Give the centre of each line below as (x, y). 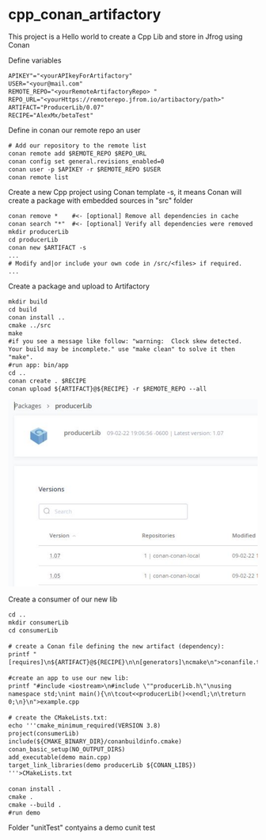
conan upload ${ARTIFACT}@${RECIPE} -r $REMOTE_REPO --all (108, 389)
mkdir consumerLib (38, 623)
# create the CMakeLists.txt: (58, 718)
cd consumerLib (33, 631)
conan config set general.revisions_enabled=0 (86, 161)
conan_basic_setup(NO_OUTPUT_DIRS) (67, 750)
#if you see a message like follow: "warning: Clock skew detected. (125, 341)
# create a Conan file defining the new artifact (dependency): (116, 647)
